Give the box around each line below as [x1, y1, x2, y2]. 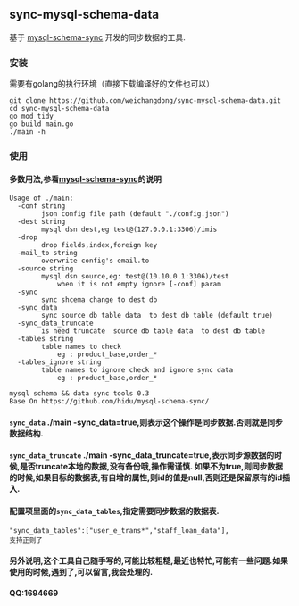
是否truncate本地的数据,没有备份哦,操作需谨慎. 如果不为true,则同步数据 [19, 461, 284, 472]
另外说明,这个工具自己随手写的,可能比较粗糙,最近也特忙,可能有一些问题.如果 [9, 555, 288, 566]
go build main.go [9, 120, 74, 129]
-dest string [17, 218, 66, 227]
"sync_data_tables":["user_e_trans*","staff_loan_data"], [9, 526, 229, 535]
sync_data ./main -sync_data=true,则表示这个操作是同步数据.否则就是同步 [9, 417, 284, 428]
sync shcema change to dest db [41, 295, 158, 304]
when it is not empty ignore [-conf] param [56, 280, 221, 289]
